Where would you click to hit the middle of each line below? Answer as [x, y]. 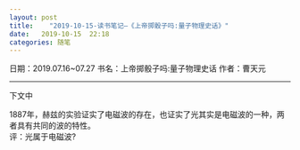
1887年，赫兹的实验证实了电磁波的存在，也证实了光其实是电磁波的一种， [143, 114]
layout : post [33, 17]
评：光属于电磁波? [43, 137]
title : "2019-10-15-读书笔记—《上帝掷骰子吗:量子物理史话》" [119, 26]
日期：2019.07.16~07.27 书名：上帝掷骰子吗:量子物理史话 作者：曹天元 [137, 68]
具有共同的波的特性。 [56, 126]
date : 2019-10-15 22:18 [59, 34]
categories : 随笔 [40, 42]
